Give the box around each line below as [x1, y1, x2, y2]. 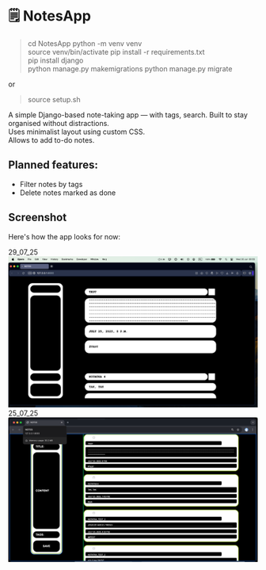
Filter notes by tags [19, 179, 83, 189]
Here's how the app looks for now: [8, 231, 121, 241]
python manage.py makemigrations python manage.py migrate [27, 63, 233, 73]
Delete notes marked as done [19, 188, 116, 197]
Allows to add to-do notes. [8, 135, 95, 144]
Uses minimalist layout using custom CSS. [8, 127, 146, 136]
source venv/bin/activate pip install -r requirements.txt [27, 47, 205, 56]
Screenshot [8, 211, 67, 224]
